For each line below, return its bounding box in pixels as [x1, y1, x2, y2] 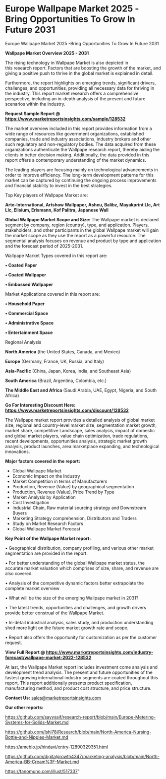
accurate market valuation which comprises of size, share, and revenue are [5, 565, 159, 571]
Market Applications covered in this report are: [5, 291, 100, 297]
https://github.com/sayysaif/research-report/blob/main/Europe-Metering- [5, 714, 156, 720]
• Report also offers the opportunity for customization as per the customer [5, 634, 157, 640]
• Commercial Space [5, 310, 49, 316]
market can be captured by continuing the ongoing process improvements [5, 177, 157, 183]
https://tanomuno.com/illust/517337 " [5, 768, 80, 774]
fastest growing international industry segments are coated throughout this [5, 674, 159, 680]
